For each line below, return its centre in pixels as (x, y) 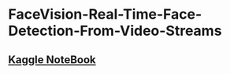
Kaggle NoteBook (52, 60)
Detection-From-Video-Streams (115, 31)
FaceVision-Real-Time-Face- (105, 14)
